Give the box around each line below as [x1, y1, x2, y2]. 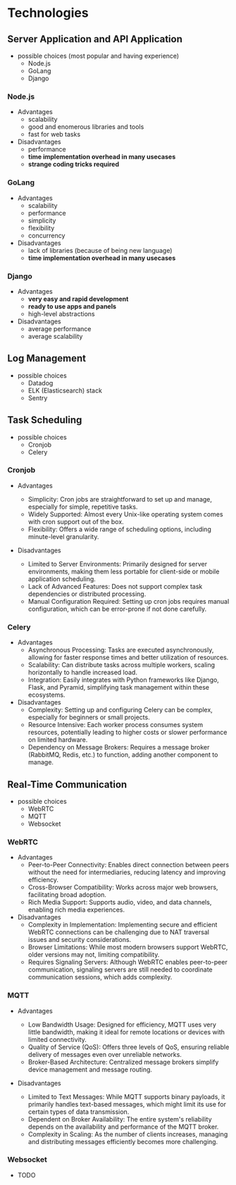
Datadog [27, 378, 54, 387]
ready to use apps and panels [27, 302, 117, 311]
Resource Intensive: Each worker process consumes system [27, 721, 203, 729]
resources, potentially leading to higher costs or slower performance [27, 728, 228, 737]
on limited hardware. [27, 736, 88, 744]
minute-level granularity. [27, 532, 99, 540]
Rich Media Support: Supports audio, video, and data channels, [27, 898, 212, 907]
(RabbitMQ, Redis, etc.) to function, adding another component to [27, 750, 218, 759]
